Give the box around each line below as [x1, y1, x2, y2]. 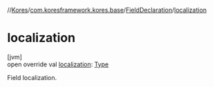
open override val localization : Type [7, 60, 109, 68]
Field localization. [7, 73, 57, 81]
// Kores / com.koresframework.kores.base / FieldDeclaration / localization [7, 6, 207, 14]
